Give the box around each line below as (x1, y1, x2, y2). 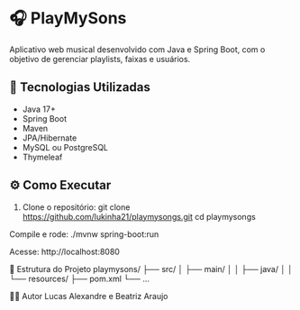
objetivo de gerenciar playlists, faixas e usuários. (9, 53, 191, 64)
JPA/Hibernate (22, 132, 77, 143)
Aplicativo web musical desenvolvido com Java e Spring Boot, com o (9, 43, 266, 55)
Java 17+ (22, 104, 56, 114)
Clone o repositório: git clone (22, 201, 131, 213)
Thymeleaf (22, 151, 63, 162)
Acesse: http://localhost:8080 (9, 246, 120, 257)
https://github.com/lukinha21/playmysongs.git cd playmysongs (22, 211, 257, 222)
